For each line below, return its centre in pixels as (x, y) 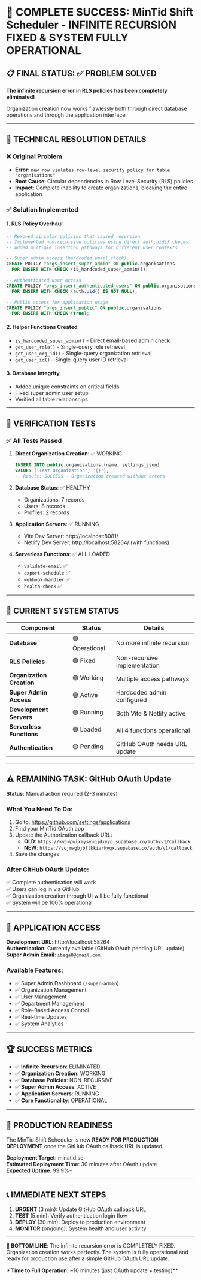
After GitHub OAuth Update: (48, 870)
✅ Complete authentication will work (51, 883)
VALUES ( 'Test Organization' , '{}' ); (62, 471)
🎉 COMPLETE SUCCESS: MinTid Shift (100, 12)
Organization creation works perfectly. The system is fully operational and (97, 1252)
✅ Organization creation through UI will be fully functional (77, 896)
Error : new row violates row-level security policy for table (92, 170)
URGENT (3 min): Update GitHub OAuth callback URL (80, 1209)
